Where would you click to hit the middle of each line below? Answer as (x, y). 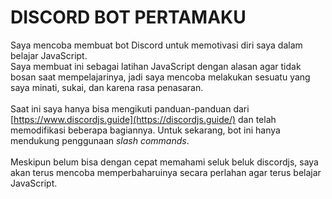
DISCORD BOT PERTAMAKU (128, 17)
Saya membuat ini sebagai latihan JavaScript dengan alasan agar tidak (156, 66)
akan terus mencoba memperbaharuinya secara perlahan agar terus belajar (166, 172)
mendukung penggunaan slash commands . (100, 140)
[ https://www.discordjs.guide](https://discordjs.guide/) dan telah (143, 119)
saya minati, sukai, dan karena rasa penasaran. (107, 87)
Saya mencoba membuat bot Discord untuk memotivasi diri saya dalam (156, 45)
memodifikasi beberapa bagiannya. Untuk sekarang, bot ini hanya (145, 130)
